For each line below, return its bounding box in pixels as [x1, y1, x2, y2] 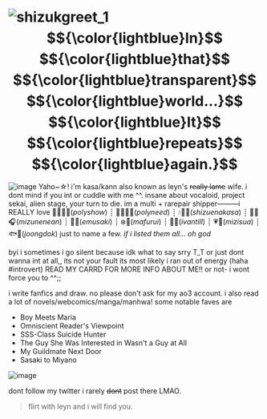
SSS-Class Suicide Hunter [19, 329, 107, 339]
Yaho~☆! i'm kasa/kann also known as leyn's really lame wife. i [38, 181, 248, 191]
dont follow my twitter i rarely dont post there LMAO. [8, 385, 182, 396]
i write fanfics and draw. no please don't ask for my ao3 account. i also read [8, 288, 259, 298]
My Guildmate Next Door [19, 346, 103, 356]
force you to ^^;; [8, 272, 62, 282]
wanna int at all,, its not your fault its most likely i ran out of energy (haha [8, 256, 249, 265]
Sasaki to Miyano [19, 355, 78, 365]
